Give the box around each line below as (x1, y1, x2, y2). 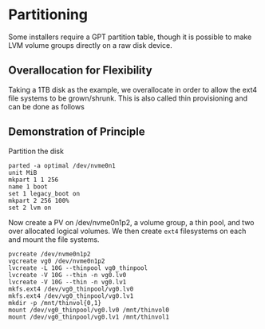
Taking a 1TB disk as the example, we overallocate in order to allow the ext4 (8, 85, 258, 94)
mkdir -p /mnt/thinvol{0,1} (8, 299, 102, 307)
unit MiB (8, 168, 38, 176)
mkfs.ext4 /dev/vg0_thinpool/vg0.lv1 (8, 291, 134, 300)
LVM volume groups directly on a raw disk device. (8, 40, 173, 50)
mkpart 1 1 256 (8, 176, 59, 184)
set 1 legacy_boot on (8, 189, 81, 197)
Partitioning (8, 6, 88, 24)
